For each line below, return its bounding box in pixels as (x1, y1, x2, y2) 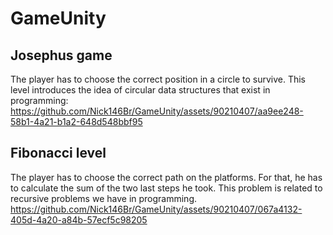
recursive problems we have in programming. (10, 192, 198, 204)
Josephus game (10, 47, 113, 64)
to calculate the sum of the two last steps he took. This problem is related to (10, 182, 323, 194)
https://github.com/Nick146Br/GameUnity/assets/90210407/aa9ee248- (10, 105, 304, 117)
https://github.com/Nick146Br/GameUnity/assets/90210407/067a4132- (10, 203, 303, 215)
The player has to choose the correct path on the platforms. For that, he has (10, 171, 323, 183)
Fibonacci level (10, 145, 107, 162)
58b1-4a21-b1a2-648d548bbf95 (10, 116, 143, 127)
